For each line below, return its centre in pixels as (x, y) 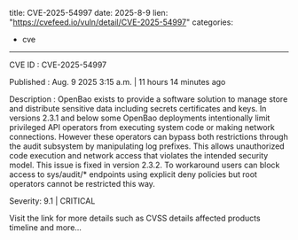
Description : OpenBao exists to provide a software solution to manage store (149, 99)
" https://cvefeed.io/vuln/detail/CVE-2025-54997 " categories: (121, 22)
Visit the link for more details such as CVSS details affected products (135, 218)
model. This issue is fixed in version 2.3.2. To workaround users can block (145, 165)
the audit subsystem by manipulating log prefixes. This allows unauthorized (147, 146)
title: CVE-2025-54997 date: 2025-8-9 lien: (89, 13)
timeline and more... (46, 228)
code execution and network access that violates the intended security (139, 155)
